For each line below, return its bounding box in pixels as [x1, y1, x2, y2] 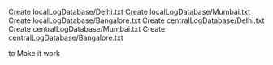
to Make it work [8, 49, 61, 58]
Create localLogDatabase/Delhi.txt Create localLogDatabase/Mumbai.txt [8, 7, 250, 16]
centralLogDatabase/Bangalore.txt [8, 32, 123, 42]
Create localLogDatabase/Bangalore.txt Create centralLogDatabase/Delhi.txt [8, 15, 265, 25]
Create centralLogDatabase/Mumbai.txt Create [8, 24, 166, 33]
